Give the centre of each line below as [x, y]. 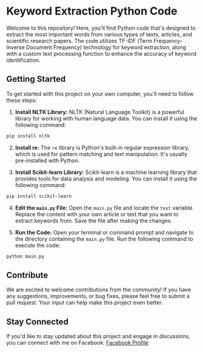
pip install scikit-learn [39, 196]
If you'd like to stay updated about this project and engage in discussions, [98, 336]
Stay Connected [37, 321]
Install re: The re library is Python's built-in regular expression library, [102, 147]
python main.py [25, 256]
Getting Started [36, 79]
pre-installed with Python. [47, 160]
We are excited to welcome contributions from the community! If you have [99, 290]
